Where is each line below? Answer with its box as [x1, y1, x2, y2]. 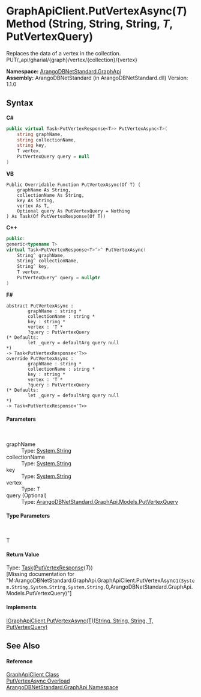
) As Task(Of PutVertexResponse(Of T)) [6, 213, 106, 219]
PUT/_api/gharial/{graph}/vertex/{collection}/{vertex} [6, 56, 138, 63]
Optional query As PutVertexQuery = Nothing [17, 208, 130, 214]
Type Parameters [6, 512, 50, 519]
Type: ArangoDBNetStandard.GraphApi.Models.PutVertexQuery [21, 498, 178, 505]
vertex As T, [17, 203, 50, 209]
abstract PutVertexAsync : [6, 303, 74, 309]
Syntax [6, 98, 34, 108]
